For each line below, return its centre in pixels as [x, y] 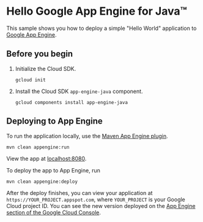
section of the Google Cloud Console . [54, 212]
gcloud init [30, 80]
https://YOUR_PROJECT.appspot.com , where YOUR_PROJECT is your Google [96, 199]
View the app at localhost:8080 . [46, 158]
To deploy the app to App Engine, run [54, 170]
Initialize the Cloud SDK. [46, 68]
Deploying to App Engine [54, 121]
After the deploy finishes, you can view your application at [79, 193]
